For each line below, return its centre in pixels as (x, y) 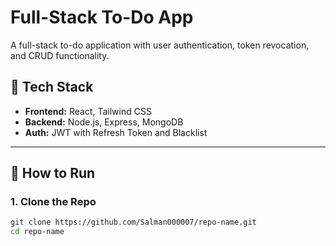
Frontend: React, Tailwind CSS (88, 111)
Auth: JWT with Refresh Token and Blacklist (116, 132)
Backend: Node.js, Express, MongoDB (104, 122)
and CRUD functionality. (60, 55)
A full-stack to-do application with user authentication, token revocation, (160, 45)
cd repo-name (37, 232)
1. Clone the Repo (53, 202)
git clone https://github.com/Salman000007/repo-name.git (133, 222)
